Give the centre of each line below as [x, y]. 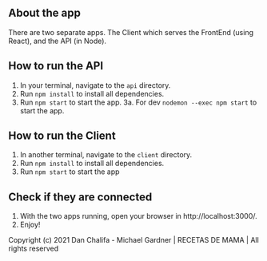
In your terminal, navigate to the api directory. [95, 85]
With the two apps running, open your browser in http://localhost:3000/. [138, 216]
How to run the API [56, 66]
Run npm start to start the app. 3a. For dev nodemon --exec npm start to [138, 102]
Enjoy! [30, 225]
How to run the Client [62, 136]
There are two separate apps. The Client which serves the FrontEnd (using [131, 32]
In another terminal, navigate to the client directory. [106, 155]
